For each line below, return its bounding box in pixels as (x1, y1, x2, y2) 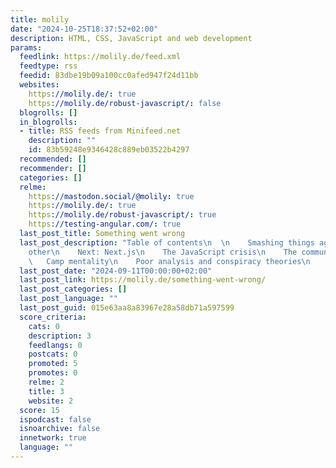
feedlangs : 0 (28, 340, 83, 350)
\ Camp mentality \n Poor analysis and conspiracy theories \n (28, 256, 311, 266)
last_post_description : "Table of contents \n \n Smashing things (19, 237, 315, 248)
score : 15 (19, 405, 60, 415)
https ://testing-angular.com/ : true (28, 219, 182, 230)
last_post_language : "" (19, 294, 118, 304)
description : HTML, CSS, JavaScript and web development (10, 33, 253, 43)
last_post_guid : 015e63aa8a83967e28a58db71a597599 (19, 303, 235, 313)
